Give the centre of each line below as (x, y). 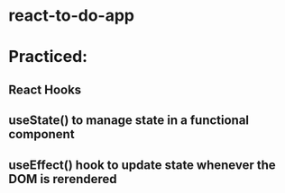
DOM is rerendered (63, 179)
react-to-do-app (72, 16)
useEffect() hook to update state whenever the (142, 165)
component (41, 134)
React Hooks (45, 89)
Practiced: (48, 57)
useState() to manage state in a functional (129, 121)
